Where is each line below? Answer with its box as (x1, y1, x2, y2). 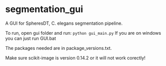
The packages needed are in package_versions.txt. (5, 45, 112, 51)
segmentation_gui (5, 4, 83, 15)
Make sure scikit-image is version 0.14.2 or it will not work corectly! (5, 54, 146, 61)
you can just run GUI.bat (5, 35, 56, 41)
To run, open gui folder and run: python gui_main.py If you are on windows (5, 30, 161, 36)
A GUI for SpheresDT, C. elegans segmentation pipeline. (5, 20, 123, 26)
